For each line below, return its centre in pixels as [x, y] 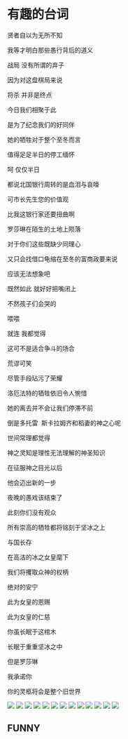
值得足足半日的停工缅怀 [41, 154]
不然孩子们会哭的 [32, 303]
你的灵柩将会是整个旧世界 [44, 691]
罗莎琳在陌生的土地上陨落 [44, 229]
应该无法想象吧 [29, 274]
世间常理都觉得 [29, 438]
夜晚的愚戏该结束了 [35, 497]
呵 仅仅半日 [23, 169]
